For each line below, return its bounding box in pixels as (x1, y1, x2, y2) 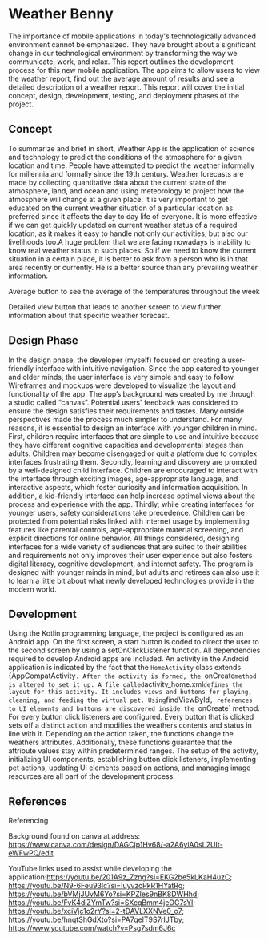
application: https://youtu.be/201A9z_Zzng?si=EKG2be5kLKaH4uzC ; (8, 872, 233, 882)
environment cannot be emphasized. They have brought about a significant (8, 39, 256, 49)
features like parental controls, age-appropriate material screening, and (8, 524, 244, 534)
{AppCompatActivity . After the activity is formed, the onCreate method (8, 671, 257, 680)
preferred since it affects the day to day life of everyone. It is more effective (8, 211, 258, 221)
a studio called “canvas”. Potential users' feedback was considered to (8, 397, 238, 407)
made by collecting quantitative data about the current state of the (8, 177, 227, 187)
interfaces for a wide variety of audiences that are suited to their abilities (8, 541, 248, 552)
